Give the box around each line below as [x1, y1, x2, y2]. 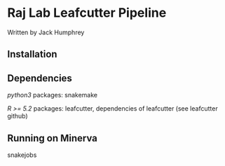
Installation [7, 48, 57, 60]
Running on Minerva [7, 132, 98, 144]
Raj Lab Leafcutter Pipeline [7, 5, 167, 21]
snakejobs [7, 151, 37, 159]
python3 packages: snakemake [7, 91, 98, 99]
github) [7, 112, 28, 120]
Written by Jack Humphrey [7, 28, 85, 36]
